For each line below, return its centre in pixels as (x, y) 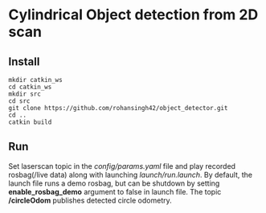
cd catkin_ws (30, 87)
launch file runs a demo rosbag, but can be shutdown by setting (114, 183)
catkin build (30, 122)
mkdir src (25, 94)
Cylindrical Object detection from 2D (133, 15)
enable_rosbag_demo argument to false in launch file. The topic (115, 191)
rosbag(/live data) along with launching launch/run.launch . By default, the (131, 174)
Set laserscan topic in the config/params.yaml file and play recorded (122, 166)
